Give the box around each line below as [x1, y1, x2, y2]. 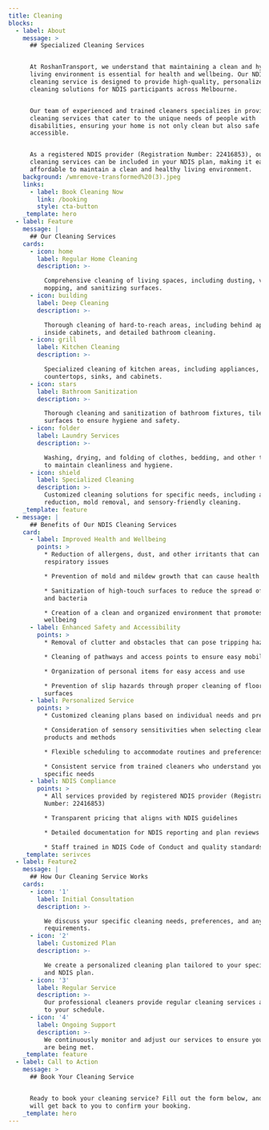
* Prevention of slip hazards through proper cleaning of [43, 682, 242, 690]
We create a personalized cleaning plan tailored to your [43, 961, 242, 969]
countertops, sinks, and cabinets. [43, 372, 163, 380]
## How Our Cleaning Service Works [29, 873, 149, 881]
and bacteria [43, 594, 88, 602]
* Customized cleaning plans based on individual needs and [43, 712, 249, 720]
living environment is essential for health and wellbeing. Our [29, 70, 249, 78]
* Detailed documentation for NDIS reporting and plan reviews [43, 828, 260, 837]
